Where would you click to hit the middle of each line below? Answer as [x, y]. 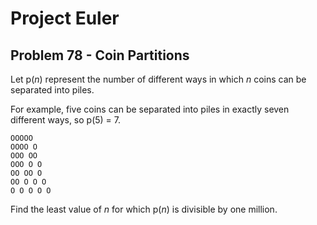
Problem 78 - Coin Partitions [100, 55]
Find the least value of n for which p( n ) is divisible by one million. [144, 209]
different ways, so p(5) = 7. [66, 120]
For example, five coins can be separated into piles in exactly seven [150, 109]
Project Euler [65, 18]
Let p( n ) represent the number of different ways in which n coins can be [158, 79]
